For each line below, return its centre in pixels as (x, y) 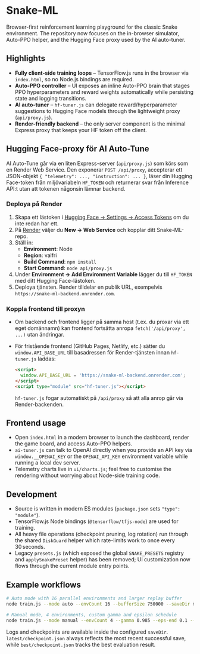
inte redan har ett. (37, 223)
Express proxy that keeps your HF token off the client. (81, 130)
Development (32, 494)
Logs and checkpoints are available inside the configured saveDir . (87, 632)
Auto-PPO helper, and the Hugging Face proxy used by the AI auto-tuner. (96, 39)
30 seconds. (30, 547)
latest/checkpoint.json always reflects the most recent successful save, (96, 638)
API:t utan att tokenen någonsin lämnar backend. (66, 188)
